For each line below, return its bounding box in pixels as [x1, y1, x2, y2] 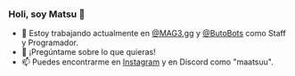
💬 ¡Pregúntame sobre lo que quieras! [20, 47, 157, 57]
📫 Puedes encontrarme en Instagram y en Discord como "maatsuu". [20, 57, 274, 67]
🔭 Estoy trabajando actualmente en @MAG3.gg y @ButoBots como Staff [20, 28, 286, 39]
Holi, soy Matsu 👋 [8, 8, 86, 20]
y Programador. [20, 37, 79, 48]
